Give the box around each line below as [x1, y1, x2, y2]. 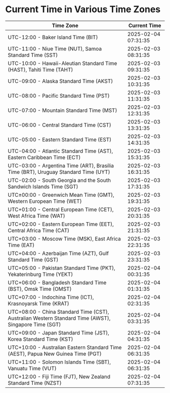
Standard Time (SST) [8, 51, 58, 58]
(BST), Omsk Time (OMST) [8, 285, 72, 292]
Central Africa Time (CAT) [8, 227, 70, 234]
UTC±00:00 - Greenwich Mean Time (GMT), [8, 191, 115, 198]
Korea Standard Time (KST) [8, 336, 73, 343]
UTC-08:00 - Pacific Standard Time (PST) [8, 92, 110, 99]
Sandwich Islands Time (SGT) [8, 183, 78, 190]
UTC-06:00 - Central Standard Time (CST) [8, 121, 111, 128]
